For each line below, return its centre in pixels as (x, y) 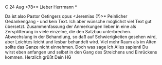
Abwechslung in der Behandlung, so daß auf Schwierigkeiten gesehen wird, (81, 37)
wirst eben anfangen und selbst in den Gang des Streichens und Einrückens (81, 52)
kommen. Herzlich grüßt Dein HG (38, 57)
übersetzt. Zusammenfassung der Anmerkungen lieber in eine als (71, 26)
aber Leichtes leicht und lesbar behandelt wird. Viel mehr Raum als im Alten (81, 42)
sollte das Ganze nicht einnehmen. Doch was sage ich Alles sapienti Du (77, 47)
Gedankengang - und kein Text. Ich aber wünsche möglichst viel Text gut (78, 21)
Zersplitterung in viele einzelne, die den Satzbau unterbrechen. (68, 32)
